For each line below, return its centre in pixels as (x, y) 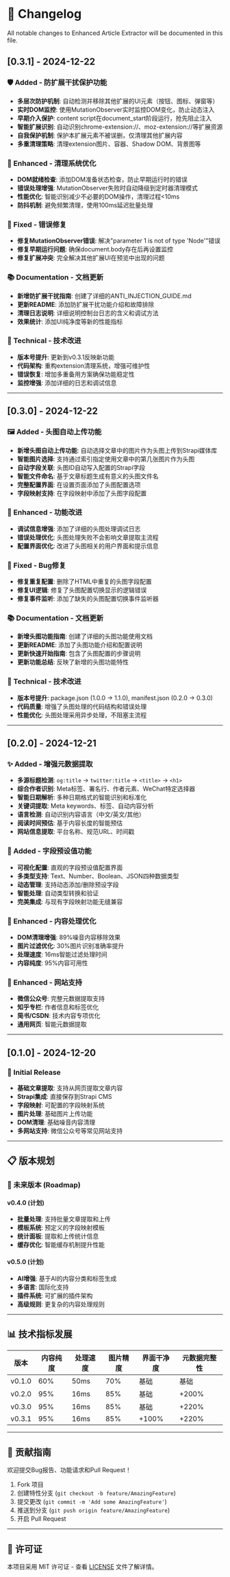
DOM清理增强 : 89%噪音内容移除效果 (69, 937)
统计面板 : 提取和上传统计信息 (58, 1237)
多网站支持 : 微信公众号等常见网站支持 (70, 1130)
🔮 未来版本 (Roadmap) (44, 1185)
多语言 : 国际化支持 (43, 1287)
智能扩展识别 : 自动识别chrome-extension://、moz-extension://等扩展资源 (120, 127)
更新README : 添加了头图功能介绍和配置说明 (79, 645)
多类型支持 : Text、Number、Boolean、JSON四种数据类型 (98, 876)
